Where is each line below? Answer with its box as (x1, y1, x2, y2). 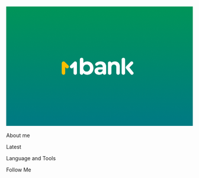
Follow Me (6, 166, 31, 173)
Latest (6, 143, 22, 150)
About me (6, 131, 30, 139)
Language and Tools (6, 154, 56, 161)
